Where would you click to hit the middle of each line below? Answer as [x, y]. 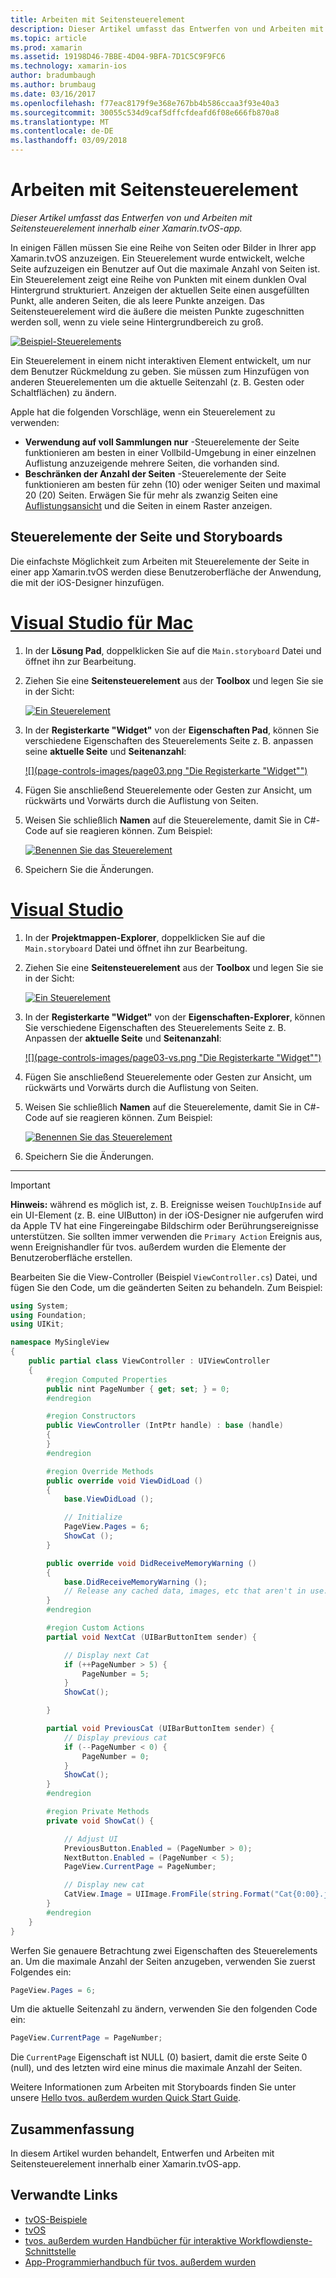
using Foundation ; [48, 1315]
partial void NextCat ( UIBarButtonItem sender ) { [151, 1637]
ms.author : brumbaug [53, 85]
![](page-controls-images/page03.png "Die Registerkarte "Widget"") [166, 770]
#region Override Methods [100, 1471]
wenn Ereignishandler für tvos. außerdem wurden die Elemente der [148, 1247]
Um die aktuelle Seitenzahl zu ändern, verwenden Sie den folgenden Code [164, 2009]
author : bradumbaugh [53, 76]
